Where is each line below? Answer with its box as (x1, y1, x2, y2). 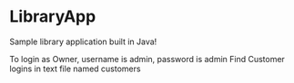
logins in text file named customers (9, 63, 141, 74)
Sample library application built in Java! (9, 36, 157, 47)
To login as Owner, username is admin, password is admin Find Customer (9, 53, 285, 64)
